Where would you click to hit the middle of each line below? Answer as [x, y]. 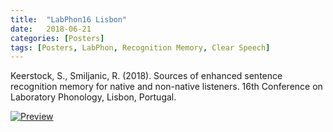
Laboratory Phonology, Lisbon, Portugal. [93, 97]
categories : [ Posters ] [57, 38]
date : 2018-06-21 [51, 29]
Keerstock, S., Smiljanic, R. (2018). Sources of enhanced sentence [146, 76]
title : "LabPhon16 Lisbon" [69, 19]
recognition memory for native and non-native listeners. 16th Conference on [166, 87]
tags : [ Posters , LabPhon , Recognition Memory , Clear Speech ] [140, 47]
